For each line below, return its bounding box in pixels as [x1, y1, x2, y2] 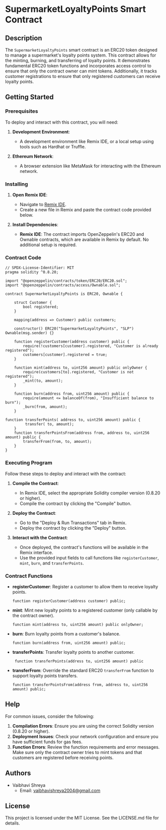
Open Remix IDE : [12, 192, 48, 198]
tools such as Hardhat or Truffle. [19, 143, 86, 149]
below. [19, 212, 34, 218]
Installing [5, 180, 28, 187]
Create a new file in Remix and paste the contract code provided [19, 207, 152, 212]
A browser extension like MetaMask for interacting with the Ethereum [19, 163, 161, 169]
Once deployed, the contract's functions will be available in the [19, 544, 149, 550]
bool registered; [23, 304, 58, 310]
